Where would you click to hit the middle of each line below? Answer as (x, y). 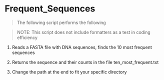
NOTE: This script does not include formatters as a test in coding (83, 32)
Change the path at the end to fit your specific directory (69, 72)
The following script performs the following (61, 22)
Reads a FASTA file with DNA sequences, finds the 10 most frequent (82, 47)
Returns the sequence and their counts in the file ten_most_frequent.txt (85, 62)
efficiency (27, 37)
